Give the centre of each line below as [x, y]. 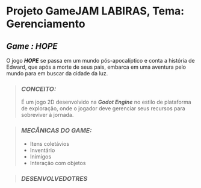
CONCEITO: [39, 89]
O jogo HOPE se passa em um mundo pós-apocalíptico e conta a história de [100, 61]
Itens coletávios [50, 143]
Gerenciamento [46, 24]
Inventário [42, 150]
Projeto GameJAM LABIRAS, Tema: [95, 11]
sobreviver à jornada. [47, 115]
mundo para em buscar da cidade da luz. [57, 73]
